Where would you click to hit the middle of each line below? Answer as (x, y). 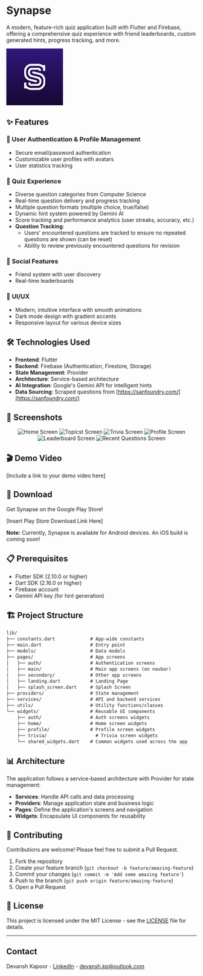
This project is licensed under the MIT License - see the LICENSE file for (96, 920)
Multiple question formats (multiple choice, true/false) (82, 207)
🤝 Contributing (34, 835)
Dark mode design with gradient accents (66, 316)
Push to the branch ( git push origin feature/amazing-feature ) (94, 881)
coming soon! (23, 539)
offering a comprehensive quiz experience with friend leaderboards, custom (101, 33)
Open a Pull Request (40, 887)
